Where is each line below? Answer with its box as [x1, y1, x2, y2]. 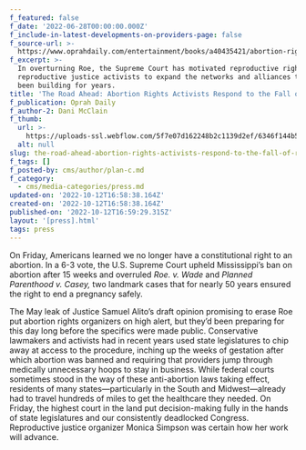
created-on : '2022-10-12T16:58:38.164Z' [9, 199, 166, 209]
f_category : [9, 174, 55, 183]
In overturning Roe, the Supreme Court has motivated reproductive [17, 65, 280, 74]
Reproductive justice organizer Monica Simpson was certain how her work [9, 422, 289, 433]
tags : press [9, 225, 55, 234]
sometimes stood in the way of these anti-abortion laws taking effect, [9, 374, 270, 385]
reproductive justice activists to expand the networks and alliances [17, 73, 291, 82]
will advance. [9, 431, 59, 442]
